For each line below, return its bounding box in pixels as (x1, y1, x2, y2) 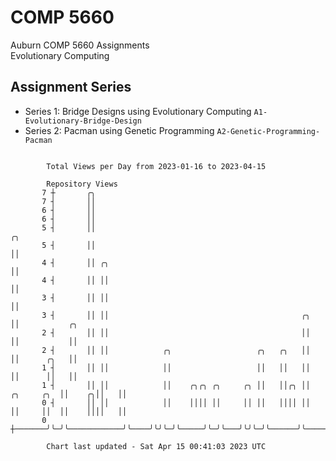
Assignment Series (10, 79, 132, 96)
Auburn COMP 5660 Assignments (10, 39, 150, 51)
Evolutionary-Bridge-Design (24, 116, 142, 126)
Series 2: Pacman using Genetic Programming (24, 124, 215, 136)
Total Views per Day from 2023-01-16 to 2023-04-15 (46, 161, 267, 171)
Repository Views (46, 179, 118, 189)
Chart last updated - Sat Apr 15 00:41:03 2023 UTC (46, 441, 267, 451)
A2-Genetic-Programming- (216, 126, 321, 136)
